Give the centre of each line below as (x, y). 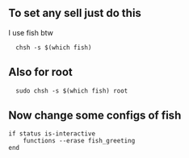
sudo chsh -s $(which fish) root (72, 91)
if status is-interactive (52, 134)
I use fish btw (31, 32)
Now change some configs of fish (95, 116)
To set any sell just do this (75, 13)
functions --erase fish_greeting (79, 141)
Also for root (40, 72)
